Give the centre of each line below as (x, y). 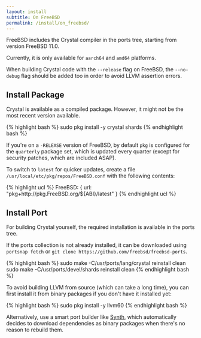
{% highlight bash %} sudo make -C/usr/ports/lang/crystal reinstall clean (96, 263)
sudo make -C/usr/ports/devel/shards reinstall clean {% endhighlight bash (98, 269)
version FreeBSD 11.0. (33, 46)
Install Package (35, 94)
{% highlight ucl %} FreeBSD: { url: (49, 188)
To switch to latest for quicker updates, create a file (71, 170)
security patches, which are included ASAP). (61, 158)
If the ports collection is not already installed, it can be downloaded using (96, 245)
